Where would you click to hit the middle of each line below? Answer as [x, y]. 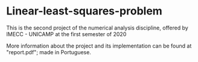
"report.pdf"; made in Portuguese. [49, 52]
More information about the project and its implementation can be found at [99, 46]
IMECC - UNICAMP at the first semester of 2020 [66, 34]
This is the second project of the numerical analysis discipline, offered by [97, 28]
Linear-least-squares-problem [85, 11]
